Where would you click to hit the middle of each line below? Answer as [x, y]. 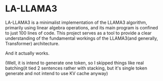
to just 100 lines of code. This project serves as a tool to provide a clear [79, 33]
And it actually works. [27, 53]
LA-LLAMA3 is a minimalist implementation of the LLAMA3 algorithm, [76, 22]
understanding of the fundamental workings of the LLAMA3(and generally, [82, 38]
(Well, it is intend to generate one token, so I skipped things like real [75, 63]
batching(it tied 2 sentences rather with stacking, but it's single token [76, 68]
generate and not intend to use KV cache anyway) [57, 73]
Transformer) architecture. [32, 43]
